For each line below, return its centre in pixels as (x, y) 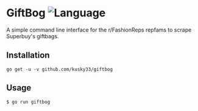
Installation (28, 55)
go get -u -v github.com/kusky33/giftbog (60, 69)
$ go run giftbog (28, 102)
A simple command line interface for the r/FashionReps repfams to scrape (99, 30)
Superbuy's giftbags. (33, 36)
